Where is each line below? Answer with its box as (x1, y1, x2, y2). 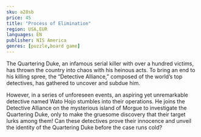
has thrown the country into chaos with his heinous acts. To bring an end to (6, 66, 196, 73)
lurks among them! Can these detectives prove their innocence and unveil (6, 117, 192, 124)
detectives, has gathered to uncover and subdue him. (6, 79, 141, 86)
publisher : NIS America (6, 37, 67, 43)
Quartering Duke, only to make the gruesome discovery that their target (6, 111, 186, 118)
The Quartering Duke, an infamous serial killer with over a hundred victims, (6, 59, 194, 67)
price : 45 (6, 15, 32, 21)
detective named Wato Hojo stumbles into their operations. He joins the (6, 97, 185, 105)
